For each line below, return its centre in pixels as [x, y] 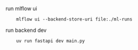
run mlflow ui [22, 9]
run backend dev [26, 30]
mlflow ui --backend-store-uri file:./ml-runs [74, 19]
